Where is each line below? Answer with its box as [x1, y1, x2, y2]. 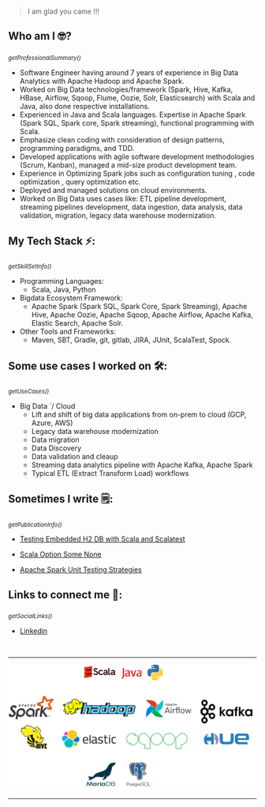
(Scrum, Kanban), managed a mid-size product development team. [19, 160, 237, 169]
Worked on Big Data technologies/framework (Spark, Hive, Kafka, [19, 85, 233, 94]
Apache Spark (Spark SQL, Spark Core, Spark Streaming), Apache [31, 302, 248, 311]
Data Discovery [31, 443, 82, 453]
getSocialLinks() [8, 613, 53, 620]
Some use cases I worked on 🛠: [8, 359, 168, 372]
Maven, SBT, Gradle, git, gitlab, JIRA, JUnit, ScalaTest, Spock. [31, 335, 232, 345]
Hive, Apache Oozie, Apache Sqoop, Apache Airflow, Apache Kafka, [31, 310, 254, 319]
